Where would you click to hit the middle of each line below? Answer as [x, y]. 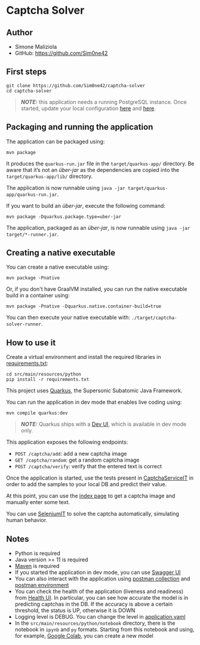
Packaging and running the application [80, 127]
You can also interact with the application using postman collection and [102, 579]
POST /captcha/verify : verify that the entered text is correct [88, 466]
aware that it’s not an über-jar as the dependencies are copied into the [93, 170]
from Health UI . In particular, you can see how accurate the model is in [101, 598]
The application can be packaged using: [56, 142]
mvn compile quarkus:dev [37, 413]
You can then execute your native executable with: [68, 318]
